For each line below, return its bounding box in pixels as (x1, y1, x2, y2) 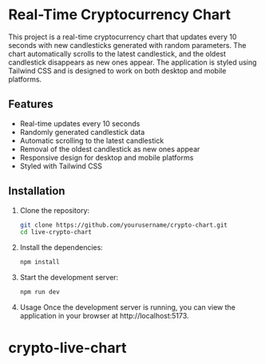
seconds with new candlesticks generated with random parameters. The (8, 40, 247, 49)
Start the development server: (19, 273, 119, 283)
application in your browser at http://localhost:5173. (19, 311, 189, 321)
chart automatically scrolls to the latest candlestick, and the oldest (8, 49, 226, 58)
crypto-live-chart (8, 339, 127, 357)
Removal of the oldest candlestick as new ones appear (19, 144, 200, 153)
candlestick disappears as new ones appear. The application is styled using (8, 57, 257, 67)
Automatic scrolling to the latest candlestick (19, 136, 164, 145)
